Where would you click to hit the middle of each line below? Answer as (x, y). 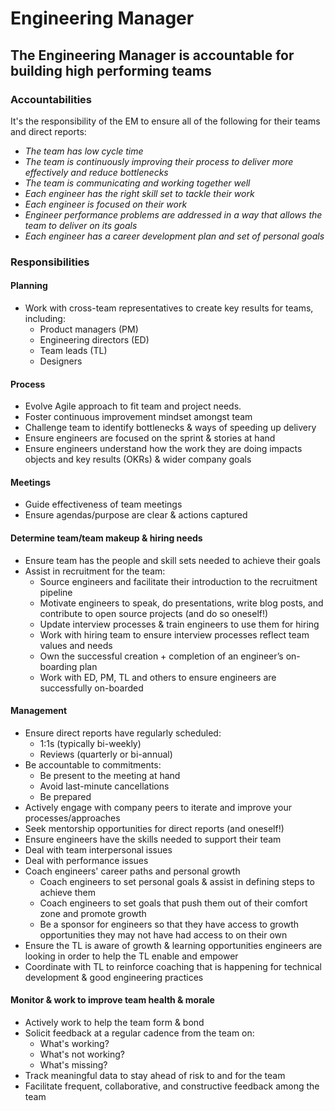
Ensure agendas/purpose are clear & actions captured (136, 515)
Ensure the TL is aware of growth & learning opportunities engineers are (173, 945)
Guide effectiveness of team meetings (103, 504)
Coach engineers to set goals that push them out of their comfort (173, 903)
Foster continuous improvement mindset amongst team (138, 417)
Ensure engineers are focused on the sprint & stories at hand (150, 438)
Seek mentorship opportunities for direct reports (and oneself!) (154, 828)
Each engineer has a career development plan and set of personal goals (174, 236)
